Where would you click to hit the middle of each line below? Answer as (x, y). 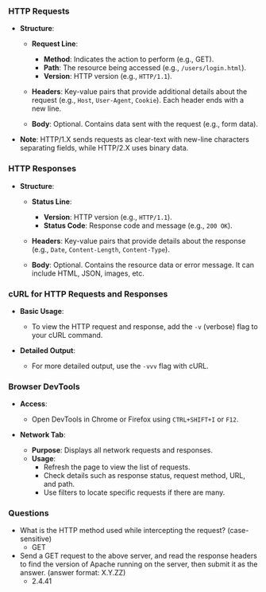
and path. (59, 484)
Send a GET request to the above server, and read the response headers (139, 556)
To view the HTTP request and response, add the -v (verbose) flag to (145, 326)
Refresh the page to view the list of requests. (117, 467)
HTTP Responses (42, 169)
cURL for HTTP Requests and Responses (88, 294)
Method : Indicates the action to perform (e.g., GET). (129, 59)
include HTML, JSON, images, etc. (88, 273)
